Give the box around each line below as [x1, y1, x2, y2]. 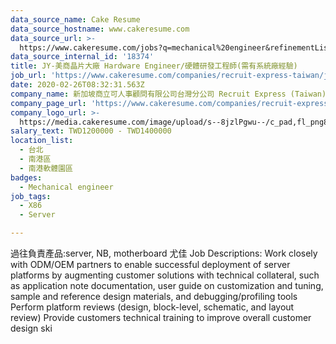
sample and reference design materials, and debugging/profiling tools [10, 291, 298, 302]
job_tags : [10, 191, 52, 201]
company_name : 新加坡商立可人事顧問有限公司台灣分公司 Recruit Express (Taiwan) [10, 89, 327, 99]
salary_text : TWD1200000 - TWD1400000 [10, 126, 172, 136]
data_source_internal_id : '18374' [10, 52, 155, 62]
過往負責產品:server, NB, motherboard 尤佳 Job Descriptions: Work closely [10, 247, 318, 259]
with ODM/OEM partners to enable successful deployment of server [10, 259, 291, 270]
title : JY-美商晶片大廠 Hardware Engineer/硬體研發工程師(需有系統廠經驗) [10, 61, 298, 71]
